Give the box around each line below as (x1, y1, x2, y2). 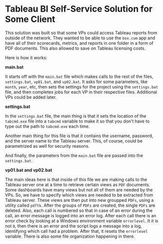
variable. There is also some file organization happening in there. (5, 233, 135, 239)
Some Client (5, 14, 55, 25)
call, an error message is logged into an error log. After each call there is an (5, 212, 157, 218)
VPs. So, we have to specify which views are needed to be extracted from (5, 192, 153, 198)
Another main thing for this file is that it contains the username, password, (5, 133, 153, 139)
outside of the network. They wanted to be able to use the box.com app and (5, 35, 156, 41)
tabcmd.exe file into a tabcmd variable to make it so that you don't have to (5, 118, 150, 124)
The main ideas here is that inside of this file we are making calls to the (5, 176, 147, 182)
